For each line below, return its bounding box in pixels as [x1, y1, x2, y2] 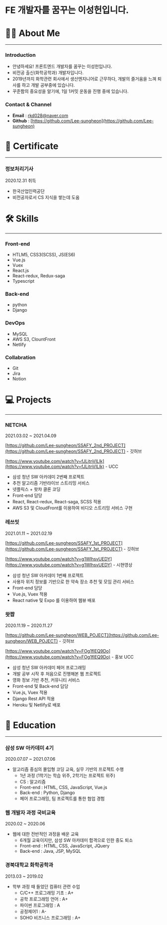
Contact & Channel [5, 101, 52, 108]
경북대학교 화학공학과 [5, 862, 54, 869]
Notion [12, 376, 26, 382]
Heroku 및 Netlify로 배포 [12, 701, 61, 707]
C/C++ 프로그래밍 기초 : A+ [19, 890, 74, 896]
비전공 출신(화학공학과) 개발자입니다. [12, 70, 83, 76]
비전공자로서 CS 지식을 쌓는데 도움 [12, 194, 80, 200]
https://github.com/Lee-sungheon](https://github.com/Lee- [32, 117, 154, 123]
